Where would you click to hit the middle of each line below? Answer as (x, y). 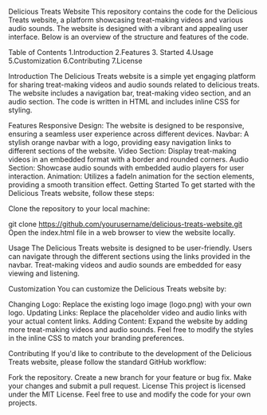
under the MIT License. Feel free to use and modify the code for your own (130, 394)
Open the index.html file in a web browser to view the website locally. (122, 233)
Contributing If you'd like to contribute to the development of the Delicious (130, 353)
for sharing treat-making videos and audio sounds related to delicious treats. (134, 84)
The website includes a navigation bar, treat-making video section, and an (130, 93)
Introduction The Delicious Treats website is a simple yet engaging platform (132, 76)
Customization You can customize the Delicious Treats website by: (118, 289)
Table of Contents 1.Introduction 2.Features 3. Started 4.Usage (111, 52)
